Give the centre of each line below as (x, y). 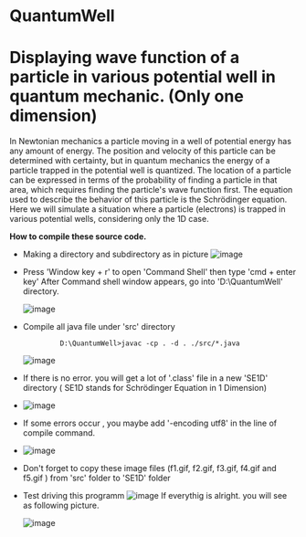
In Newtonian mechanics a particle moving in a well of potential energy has (151, 142)
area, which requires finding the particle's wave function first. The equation (151, 190)
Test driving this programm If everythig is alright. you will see (155, 496)
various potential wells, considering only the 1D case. (109, 219)
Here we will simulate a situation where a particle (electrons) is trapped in (148, 209)
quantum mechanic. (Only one (127, 96)
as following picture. (61, 505)
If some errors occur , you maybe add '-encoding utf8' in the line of (150, 423)
